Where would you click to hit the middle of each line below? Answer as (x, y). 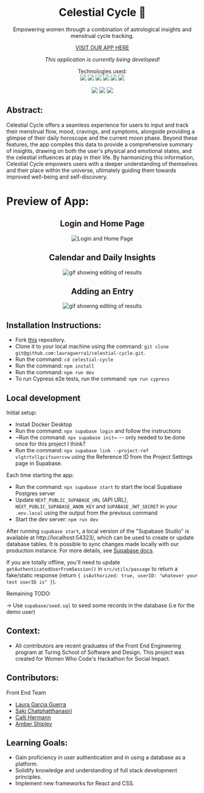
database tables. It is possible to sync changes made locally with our (93, 544)
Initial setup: (22, 413)
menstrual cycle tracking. (102, 35)
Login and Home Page (102, 224)
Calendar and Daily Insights (102, 258)
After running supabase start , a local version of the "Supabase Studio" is (98, 531)
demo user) (21, 612)
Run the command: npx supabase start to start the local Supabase (99, 487)
